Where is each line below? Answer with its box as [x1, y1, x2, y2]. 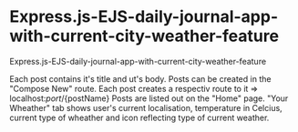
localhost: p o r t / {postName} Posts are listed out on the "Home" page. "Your [9, 93, 289, 104]
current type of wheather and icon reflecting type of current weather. [9, 112, 270, 123]
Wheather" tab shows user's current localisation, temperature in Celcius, [9, 102, 283, 113]
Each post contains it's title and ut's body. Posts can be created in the [9, 73, 272, 84]
